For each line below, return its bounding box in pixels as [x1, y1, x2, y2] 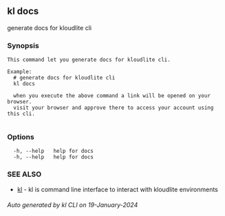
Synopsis [7, 40, 39, 50]
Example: [7, 69, 32, 75]
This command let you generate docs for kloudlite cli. [7, 56, 171, 64]
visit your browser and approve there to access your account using [13, 104, 214, 112]
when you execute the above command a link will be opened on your [13, 93, 211, 99]
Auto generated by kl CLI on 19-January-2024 [7, 201, 138, 209]
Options [7, 132, 34, 142]
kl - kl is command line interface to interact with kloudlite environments [17, 185, 219, 193]
